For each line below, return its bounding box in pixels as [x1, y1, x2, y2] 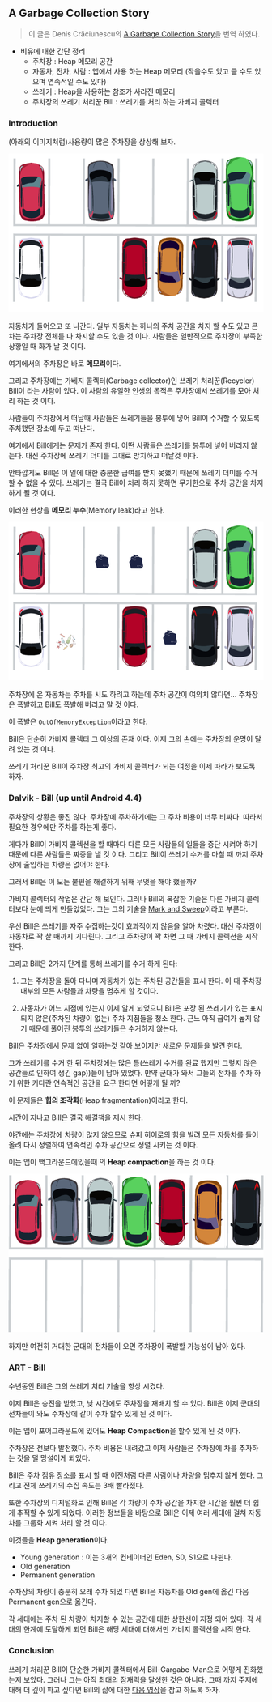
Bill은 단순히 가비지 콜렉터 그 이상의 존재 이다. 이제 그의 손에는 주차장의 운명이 [8, 734, 253, 744]
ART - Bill [8, 1362, 46, 1373]
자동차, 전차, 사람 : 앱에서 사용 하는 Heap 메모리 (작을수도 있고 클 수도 [32, 66, 253, 76]
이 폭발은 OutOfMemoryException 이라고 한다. [8, 717, 148, 727]
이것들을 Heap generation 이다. [8, 1535, 109, 1545]
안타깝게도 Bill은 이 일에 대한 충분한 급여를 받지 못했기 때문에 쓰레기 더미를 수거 [8, 468, 257, 478]
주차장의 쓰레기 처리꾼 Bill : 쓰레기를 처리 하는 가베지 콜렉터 [32, 96, 219, 106]
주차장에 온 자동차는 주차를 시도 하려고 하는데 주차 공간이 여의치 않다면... [8, 690, 237, 700]
